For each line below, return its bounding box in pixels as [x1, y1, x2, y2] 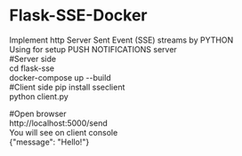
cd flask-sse [9, 63, 55, 74]
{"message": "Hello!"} [9, 136, 90, 147]
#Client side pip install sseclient [9, 82, 125, 92]
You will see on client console [9, 127, 118, 137]
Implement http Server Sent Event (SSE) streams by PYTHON [9, 35, 234, 45]
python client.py [9, 90, 69, 102]
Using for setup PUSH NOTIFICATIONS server [9, 43, 178, 54]
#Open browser [9, 108, 67, 119]
